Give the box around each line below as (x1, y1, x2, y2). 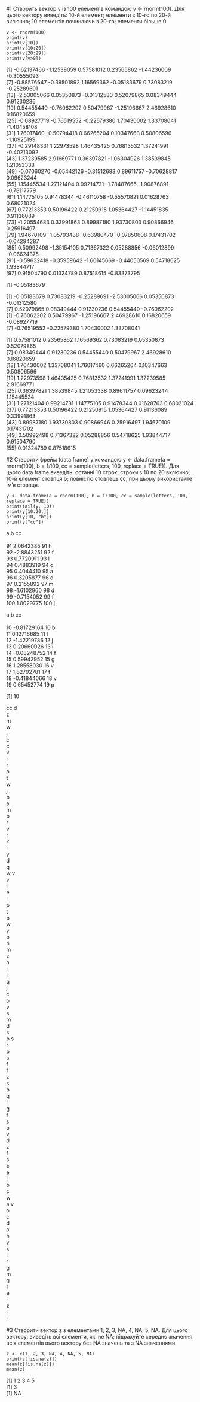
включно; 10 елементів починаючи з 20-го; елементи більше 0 (6, 18, 167, 25)
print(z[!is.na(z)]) (6, 1356, 58, 1362)
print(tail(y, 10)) (6, 503, 55, 509)
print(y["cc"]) (6, 519, 44, 525)
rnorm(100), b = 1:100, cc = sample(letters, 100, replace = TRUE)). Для (6, 462, 179, 469)
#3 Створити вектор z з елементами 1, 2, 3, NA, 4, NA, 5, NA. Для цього (6, 1327, 188, 1334)
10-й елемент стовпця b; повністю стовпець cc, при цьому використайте (6, 475, 193, 482)
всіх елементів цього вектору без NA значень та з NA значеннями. (6, 1339, 177, 1346)
